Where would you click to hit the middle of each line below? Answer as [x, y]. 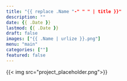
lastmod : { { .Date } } [32, 28]
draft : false [22, 33]
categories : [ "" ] [27, 50]
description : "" [26, 17]
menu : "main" [22, 45]
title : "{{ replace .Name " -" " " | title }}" [64, 11]
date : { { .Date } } [28, 22]
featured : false [26, 55]
